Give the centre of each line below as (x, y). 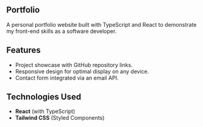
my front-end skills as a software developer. (62, 31)
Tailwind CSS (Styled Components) (60, 118)
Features (23, 50)
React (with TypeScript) (45, 111)
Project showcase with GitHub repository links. (74, 65)
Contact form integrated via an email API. (67, 78)
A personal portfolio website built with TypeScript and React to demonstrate (101, 24)
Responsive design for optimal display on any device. (82, 71)
